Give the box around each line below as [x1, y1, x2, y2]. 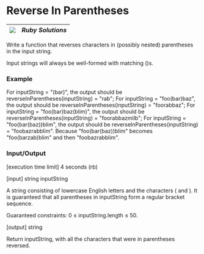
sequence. [6, 200, 34, 207]
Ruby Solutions [21, 26, 67, 34]
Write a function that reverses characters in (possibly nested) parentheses [6, 41, 194, 48]
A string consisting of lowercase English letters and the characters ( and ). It [6, 187, 198, 194]
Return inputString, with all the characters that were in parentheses [6, 235, 175, 242]
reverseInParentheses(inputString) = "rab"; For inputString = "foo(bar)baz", [6, 95, 195, 103]
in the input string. [6, 47, 53, 55]
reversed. [6, 242, 31, 249]
